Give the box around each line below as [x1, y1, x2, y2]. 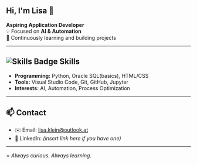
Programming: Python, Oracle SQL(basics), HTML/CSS [14, 72, 149, 79]
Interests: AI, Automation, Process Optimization [14, 84, 131, 91]
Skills [59, 57, 80, 67]
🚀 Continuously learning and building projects [6, 34, 116, 41]
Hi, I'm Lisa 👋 [6, 6, 55, 16]
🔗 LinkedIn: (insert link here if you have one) [14, 135, 121, 142]
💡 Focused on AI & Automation [6, 27, 82, 35]
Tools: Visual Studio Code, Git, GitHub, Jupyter [14, 78, 129, 85]
